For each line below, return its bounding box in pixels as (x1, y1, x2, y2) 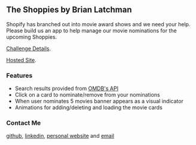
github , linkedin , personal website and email (6, 132, 115, 140)
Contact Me (6, 119, 41, 127)
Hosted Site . (6, 56, 37, 63)
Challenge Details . (6, 45, 51, 52)
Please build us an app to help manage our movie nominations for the (6, 27, 177, 34)
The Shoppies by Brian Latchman (6, 5, 133, 15)
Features (6, 71, 33, 79)
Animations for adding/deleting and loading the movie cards (14, 104, 163, 111)
